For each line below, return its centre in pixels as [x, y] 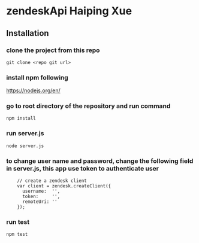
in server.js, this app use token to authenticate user [83, 168]
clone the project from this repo [53, 50]
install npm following [37, 77]
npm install [21, 119]
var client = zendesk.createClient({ [64, 186]
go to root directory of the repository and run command [88, 106]
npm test [17, 235]
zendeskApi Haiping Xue [69, 11]
